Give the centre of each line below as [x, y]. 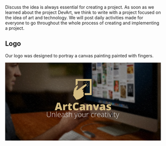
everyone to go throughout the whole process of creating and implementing [82, 23]
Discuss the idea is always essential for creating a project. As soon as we [80, 7]
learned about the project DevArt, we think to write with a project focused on [83, 12]
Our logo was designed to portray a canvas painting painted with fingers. [80, 55]
